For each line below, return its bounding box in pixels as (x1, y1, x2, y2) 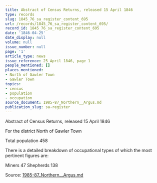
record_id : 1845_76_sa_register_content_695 (5, 26, 99, 31)
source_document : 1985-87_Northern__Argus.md (5, 100, 101, 105)
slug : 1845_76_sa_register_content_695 (5, 16, 88, 21)
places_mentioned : (5, 68, 43, 73)
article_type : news (5, 53, 46, 59)
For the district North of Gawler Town (5, 128, 82, 134)
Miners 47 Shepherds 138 (5, 163, 58, 168)
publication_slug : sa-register (5, 105, 70, 110)
